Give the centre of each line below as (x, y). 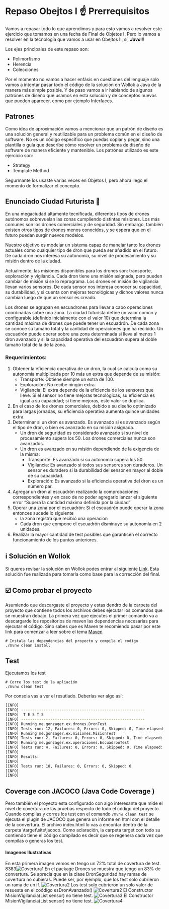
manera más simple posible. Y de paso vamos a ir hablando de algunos (79, 90)
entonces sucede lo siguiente (43, 513)
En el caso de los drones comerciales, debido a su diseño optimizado (84, 406)
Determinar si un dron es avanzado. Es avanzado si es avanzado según (86, 422)
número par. (40, 486)
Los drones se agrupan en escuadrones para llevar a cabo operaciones (79, 307)
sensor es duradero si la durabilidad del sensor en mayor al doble (95, 470)
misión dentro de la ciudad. (33, 261)
